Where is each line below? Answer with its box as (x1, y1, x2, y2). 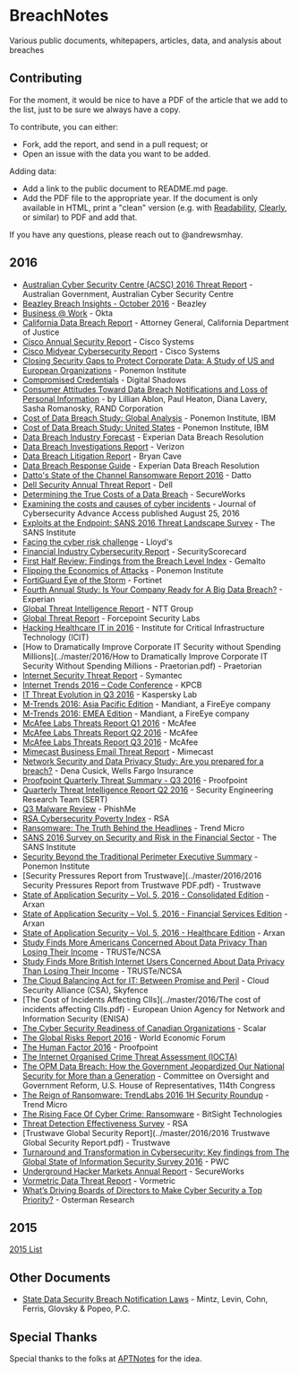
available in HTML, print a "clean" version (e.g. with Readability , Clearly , (21, 202, 287, 213)
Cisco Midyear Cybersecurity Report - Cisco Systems (21, 345, 221, 356)
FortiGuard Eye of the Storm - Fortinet (21, 574, 163, 585)
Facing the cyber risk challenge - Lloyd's (21, 536, 173, 547)
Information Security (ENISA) (21, 1013, 130, 1024)
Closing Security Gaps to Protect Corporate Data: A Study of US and (21, 355, 275, 366)
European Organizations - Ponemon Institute (21, 364, 187, 375)
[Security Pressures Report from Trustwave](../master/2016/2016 (21, 870, 262, 880)
